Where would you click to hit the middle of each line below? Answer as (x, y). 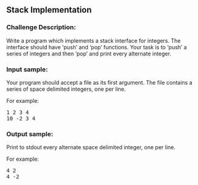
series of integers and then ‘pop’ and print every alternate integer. (89, 54)
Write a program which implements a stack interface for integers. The (94, 40)
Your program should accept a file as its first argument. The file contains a (100, 82)
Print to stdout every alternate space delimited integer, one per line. (91, 147)
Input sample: (27, 69)
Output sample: (30, 134)
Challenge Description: (41, 27)
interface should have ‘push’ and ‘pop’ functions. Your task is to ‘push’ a (97, 47)
